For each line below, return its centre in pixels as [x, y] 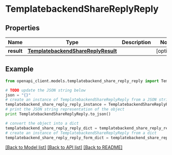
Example [19, 69]
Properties [23, 28]
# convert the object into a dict [42, 123]
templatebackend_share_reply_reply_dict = [51, 128]
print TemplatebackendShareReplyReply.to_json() [58, 114]
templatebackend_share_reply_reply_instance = [56, 105]
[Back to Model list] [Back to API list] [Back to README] [64, 147]
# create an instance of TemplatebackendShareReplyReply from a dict [81, 133]
